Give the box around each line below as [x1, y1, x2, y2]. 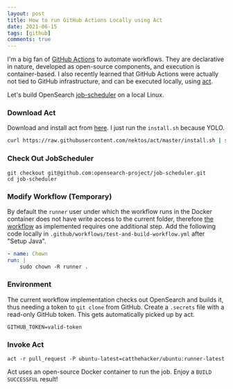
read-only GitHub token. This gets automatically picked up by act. [7, 310, 196, 318]
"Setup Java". [7, 237, 46, 245]
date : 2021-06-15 [7, 23, 58, 30]
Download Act [7, 108, 56, 118]
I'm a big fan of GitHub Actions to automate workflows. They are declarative [7, 55, 224, 63]
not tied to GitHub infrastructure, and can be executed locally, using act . [7, 77, 214, 85]
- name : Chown [7, 250, 49, 257]
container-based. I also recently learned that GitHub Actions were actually [7, 70, 219, 78]
